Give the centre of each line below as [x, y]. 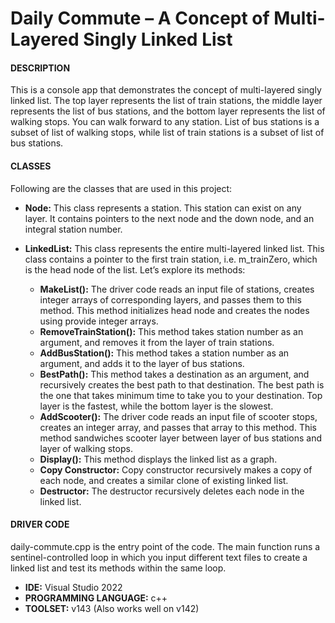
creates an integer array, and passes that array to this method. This [178, 427]
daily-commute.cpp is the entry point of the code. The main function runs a [165, 546]
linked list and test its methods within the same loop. [118, 568]
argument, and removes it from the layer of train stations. [157, 342]
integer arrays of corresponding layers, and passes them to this [170, 299]
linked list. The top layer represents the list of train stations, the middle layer [166, 101]
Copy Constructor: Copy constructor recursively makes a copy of [176, 469]
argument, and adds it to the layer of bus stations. [142, 363]
